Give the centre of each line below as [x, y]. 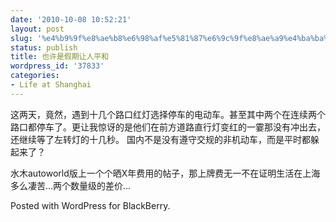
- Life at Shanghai [51, 85]
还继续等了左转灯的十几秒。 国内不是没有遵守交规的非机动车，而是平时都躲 [165, 139]
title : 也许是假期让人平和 [60, 57]
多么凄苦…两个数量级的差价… [71, 185]
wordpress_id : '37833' [57, 66]
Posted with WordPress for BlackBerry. [90, 205]
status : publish [44, 47]
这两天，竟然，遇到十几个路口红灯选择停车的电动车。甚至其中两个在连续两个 [168, 114]
